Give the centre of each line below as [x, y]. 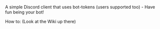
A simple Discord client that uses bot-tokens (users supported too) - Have [80, 7]
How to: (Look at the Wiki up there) [41, 22]
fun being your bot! [25, 12]
